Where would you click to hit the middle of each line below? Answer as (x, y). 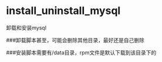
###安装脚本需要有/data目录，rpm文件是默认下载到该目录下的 (81, 52)
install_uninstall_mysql (63, 11)
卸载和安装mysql (26, 27)
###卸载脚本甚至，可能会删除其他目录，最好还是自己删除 (75, 40)
